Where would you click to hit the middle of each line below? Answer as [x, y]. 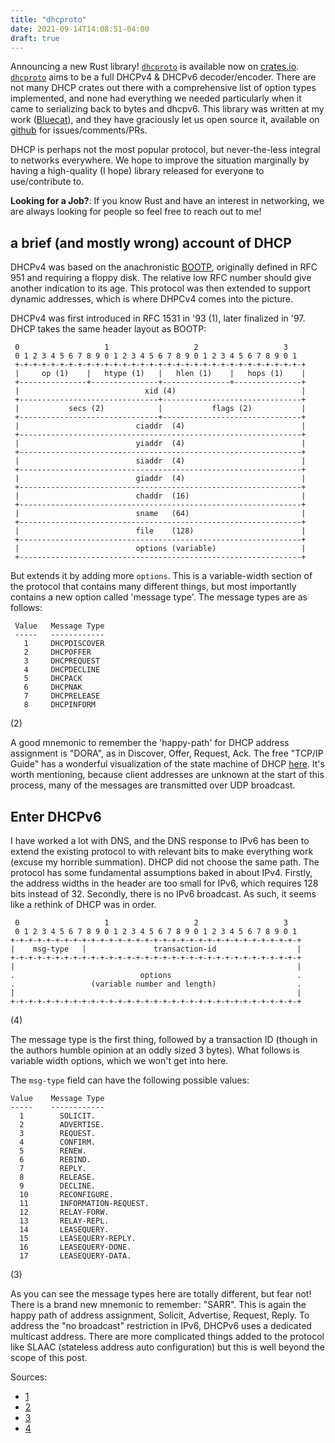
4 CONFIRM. [58, 1142]
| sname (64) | [160, 514]
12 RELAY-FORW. [64, 1212]
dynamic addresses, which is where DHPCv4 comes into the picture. [151, 299]
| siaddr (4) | [160, 461]
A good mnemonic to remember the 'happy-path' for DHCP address [150, 743]
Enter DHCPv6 [56, 816]
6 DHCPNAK [53, 687]
